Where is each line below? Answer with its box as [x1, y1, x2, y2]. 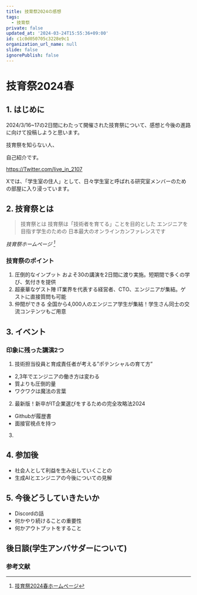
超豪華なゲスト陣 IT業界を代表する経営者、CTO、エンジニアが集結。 [14, 286, 181, 293]
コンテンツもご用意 [19, 308, 66, 315]
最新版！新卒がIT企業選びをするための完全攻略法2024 [14, 400, 145, 407]
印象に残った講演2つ [6, 346, 64, 354]
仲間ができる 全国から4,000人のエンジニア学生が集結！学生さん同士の [14, 300, 185, 307]
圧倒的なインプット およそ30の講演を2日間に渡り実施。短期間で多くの [14, 271, 185, 278]
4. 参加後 [6, 450, 39, 460]
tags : [6, 14, 19, 20]
